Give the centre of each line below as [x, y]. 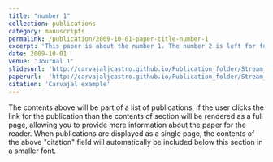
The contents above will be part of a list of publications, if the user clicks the [136, 107]
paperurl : [25, 77]
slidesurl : [27, 69]
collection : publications [52, 24]
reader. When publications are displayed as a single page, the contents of [132, 133]
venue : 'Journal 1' [41, 62]
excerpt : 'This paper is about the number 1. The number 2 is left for [132, 46]
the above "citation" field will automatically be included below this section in [136, 142]
